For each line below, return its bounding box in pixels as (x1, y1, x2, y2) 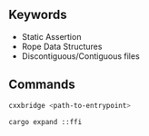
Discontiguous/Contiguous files (21, 50, 140, 62)
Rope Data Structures (21, 41, 103, 52)
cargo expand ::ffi (8, 117, 83, 126)
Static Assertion (21, 31, 82, 42)
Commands (8, 77, 76, 92)
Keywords (8, 7, 67, 23)
